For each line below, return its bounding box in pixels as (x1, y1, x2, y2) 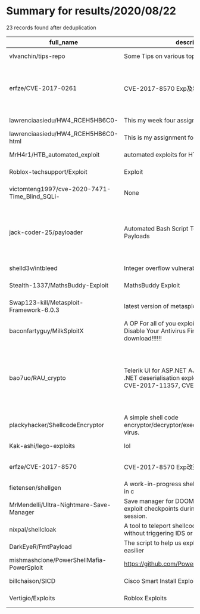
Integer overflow (124, 264, 170, 272)
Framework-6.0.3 (9, 306, 60, 314)
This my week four (124, 116, 176, 124)
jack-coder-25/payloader (9, 228, 83, 237)
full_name (49, 38, 79, 46)
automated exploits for (124, 151, 187, 159)
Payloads (124, 232, 150, 240)
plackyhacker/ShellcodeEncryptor (9, 420, 104, 429)
